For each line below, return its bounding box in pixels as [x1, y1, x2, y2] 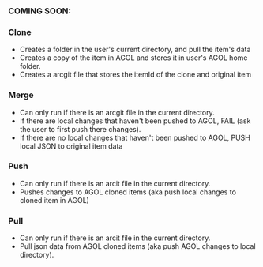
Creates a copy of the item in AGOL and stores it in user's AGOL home [19, 53, 248, 62]
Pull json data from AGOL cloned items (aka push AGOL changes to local [19, 242, 256, 251]
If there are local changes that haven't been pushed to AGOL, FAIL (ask [19, 116, 251, 126]
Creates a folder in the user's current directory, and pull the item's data [19, 45, 251, 55]
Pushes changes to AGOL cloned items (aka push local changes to [19, 187, 237, 197]
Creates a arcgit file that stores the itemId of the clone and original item [19, 70, 252, 80]
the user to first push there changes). [19, 124, 141, 133]
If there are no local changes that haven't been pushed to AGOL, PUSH [19, 133, 250, 142]
